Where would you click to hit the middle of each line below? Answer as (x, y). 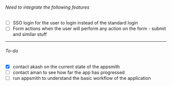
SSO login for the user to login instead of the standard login (75, 23)
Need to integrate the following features (47, 7)
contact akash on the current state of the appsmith (66, 67)
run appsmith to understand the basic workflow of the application (82, 78)
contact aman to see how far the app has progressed (69, 72)
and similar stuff (30, 34)
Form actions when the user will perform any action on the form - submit (89, 28)
